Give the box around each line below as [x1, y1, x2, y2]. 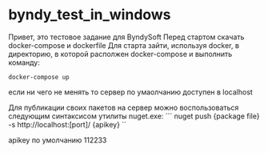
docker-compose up [8, 73, 70, 81]
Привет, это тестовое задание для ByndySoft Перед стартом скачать [8, 32, 245, 42]
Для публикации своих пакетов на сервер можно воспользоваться [8, 103, 239, 112]
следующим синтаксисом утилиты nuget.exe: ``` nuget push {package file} [8, 111, 260, 121]
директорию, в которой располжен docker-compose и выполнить [8, 49, 233, 58]
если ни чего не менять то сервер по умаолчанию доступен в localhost [8, 87, 254, 97]
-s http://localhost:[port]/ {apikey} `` [8, 119, 126, 129]
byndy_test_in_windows [8, 6, 171, 24]
